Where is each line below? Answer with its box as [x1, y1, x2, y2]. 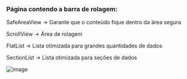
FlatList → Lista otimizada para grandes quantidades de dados [6, 42, 163, 50]
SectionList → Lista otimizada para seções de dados [6, 54, 137, 61]
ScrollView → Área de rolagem [6, 30, 83, 38]
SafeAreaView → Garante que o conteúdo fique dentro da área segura [6, 19, 182, 26]
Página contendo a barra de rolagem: [6, 5, 118, 13]
